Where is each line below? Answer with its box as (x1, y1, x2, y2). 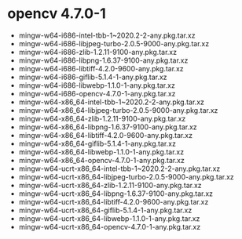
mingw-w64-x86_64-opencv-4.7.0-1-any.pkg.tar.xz (18, 155, 185, 165)
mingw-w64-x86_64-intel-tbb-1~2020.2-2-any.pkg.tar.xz (18, 97, 205, 107)
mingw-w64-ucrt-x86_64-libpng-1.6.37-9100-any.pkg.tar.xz (18, 189, 214, 198)
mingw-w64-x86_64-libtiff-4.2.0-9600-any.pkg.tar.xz (18, 130, 193, 139)
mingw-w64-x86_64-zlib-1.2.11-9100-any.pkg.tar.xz (18, 114, 186, 123)
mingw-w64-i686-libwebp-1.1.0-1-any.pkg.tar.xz (18, 80, 176, 90)
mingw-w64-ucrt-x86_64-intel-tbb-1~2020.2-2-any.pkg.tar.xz (18, 164, 221, 173)
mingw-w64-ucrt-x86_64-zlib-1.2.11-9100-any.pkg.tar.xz (18, 180, 202, 190)
